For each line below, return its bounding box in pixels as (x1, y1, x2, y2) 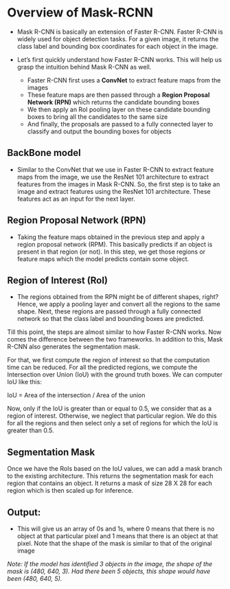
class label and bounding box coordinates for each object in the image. (16, 42, 218, 50)
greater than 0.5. (7, 426, 54, 434)
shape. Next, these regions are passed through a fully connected (16, 307, 201, 315)
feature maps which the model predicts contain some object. (16, 254, 189, 263)
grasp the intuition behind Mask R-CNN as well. (16, 63, 152, 71)
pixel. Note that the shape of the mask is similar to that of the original (16, 540, 212, 547)
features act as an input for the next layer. (16, 195, 135, 203)
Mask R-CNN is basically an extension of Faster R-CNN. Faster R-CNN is (16, 27, 223, 36)
